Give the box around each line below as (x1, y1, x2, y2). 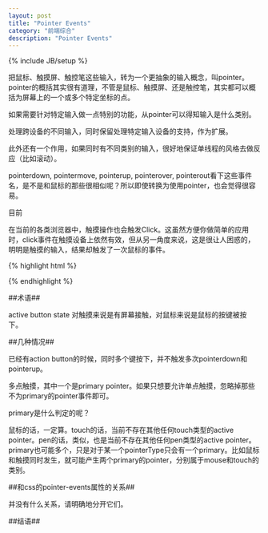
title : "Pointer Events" (8, 19, 91, 27)
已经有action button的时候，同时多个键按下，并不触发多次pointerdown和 (8, 354, 248, 364)
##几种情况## (8, 337, 54, 347)
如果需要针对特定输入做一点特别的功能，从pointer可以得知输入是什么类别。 (8, 110, 256, 119)
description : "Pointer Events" (8, 34, 113, 42)
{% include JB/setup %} (8, 56, 88, 66)
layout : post (8, 11, 52, 20)
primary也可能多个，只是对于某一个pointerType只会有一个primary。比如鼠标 (8, 446, 260, 455)
